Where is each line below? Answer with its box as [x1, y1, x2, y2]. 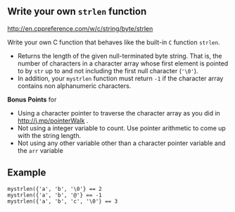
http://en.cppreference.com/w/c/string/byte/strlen [7, 24, 153, 32]
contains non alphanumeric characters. [17, 81, 132, 90]
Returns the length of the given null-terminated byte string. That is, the [17, 51, 223, 60]
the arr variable [17, 146, 63, 154]
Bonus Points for [7, 95, 57, 104]
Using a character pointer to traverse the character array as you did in [17, 108, 220, 117]
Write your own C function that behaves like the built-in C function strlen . [7, 38, 220, 46]
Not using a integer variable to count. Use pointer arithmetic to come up [17, 123, 227, 132]
